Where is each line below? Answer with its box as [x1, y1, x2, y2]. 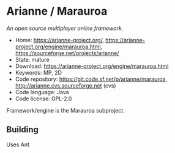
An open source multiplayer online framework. [6, 24, 124, 32]
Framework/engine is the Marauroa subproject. [6, 106, 125, 114]
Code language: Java [15, 88, 69, 95]
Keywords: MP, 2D [15, 69, 62, 76]
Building [6, 124, 39, 135]
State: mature [15, 56, 50, 63]
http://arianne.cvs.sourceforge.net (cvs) [15, 81, 116, 89]
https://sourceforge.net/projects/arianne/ [15, 49, 119, 56]
